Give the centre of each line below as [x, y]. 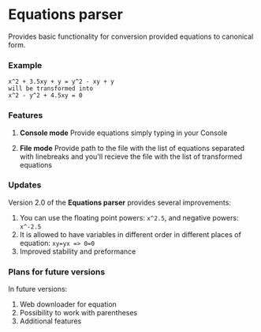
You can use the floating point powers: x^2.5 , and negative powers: [129, 217]
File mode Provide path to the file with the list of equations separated [132, 148]
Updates [25, 185]
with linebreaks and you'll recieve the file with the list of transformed [131, 157]
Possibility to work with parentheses [78, 313]
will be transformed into [50, 89]
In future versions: [38, 289]
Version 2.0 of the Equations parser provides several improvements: [119, 202]
